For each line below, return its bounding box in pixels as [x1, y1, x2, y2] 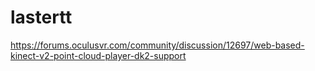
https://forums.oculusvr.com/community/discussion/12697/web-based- [10, 39, 305, 51]
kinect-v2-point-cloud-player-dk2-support [10, 49, 187, 61]
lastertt [10, 6, 73, 29]
